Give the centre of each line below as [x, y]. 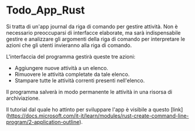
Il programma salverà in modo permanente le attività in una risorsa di [89, 92]
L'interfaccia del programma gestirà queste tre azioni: [71, 56]
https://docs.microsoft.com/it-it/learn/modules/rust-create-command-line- [98, 116]
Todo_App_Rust [46, 10]
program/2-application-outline [43, 122]
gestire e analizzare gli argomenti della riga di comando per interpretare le [96, 39]
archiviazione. [23, 98]
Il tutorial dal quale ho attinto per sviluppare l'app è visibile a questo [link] [95, 109]
